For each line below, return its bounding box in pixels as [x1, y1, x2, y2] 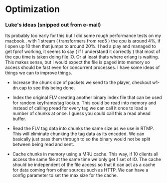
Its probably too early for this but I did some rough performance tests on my [5, 32, 162, 38]
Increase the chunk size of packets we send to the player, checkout [12, 79, 151, 85]
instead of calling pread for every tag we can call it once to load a [12, 105, 147, 111]
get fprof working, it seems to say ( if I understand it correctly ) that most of [5, 48, 161, 54]
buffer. [12, 116, 26, 122]
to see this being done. [28, 85, 75, 91]
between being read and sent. [12, 141, 74, 147]
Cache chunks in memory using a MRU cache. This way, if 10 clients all [12, 151, 159, 157]
